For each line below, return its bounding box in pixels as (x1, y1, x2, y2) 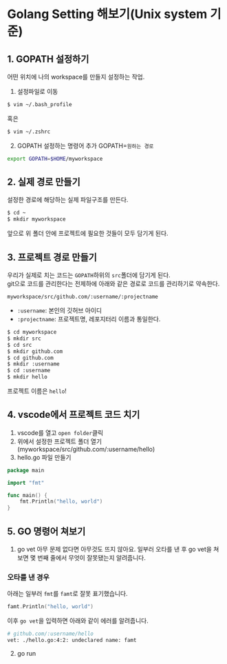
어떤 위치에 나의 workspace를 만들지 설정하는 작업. (7, 73, 145, 81)
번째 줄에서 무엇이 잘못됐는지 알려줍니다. (37, 554, 146, 562)
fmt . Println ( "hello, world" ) (19, 498, 103, 505)
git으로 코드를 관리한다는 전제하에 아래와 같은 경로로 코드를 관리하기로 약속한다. (7, 280, 220, 288)
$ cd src (7, 341, 32, 348)
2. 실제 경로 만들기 (7, 177, 80, 188)
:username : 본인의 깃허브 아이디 (17, 306, 102, 314)
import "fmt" (7, 479, 45, 486)
